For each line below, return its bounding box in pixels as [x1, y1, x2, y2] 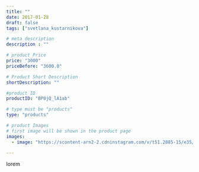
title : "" [6, 8, 31, 15]
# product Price [6, 52, 46, 58]
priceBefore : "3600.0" [6, 63, 62, 69]
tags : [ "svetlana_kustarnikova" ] [6, 25, 89, 31]
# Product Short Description [6, 74, 78, 80]
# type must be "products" [6, 106, 73, 113]
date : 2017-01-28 [6, 14, 49, 20]
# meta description [6, 36, 54, 42]
